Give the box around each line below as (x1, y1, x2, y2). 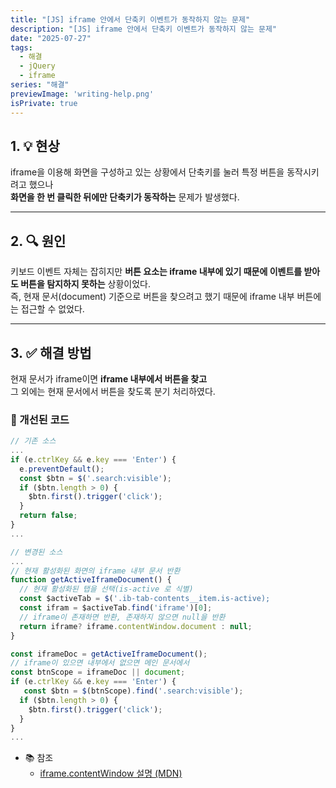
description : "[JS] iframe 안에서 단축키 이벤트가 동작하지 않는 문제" (10, 24, 278, 34)
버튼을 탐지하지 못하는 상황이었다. (20, 278, 152, 290)
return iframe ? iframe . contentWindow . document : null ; (19, 621, 253, 631)
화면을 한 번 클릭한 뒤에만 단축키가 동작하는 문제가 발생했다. (10, 191, 240, 203)
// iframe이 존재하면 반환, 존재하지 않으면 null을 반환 (19, 612, 226, 622)
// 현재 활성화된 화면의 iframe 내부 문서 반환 (10, 566, 181, 576)
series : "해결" (10, 80, 70, 90)
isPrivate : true (10, 98, 78, 108)
